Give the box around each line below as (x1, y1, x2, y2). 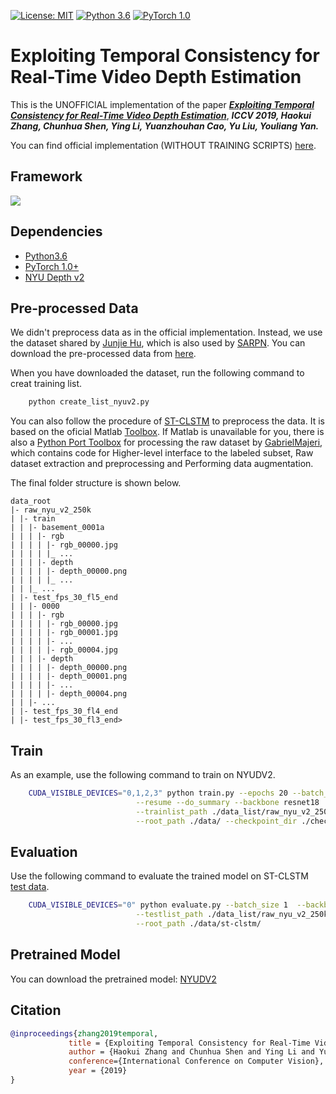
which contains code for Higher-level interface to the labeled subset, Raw (10, 447, 314, 459)
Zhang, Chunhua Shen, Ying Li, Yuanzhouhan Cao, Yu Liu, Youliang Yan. (10, 120, 320, 132)
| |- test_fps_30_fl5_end (10, 593, 118, 603)
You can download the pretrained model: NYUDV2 (10, 973, 217, 985)
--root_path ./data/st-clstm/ (135, 919, 262, 929)
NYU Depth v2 (24, 271, 85, 283)
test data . (10, 881, 50, 893)
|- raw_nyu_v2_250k (10, 505, 92, 515)
